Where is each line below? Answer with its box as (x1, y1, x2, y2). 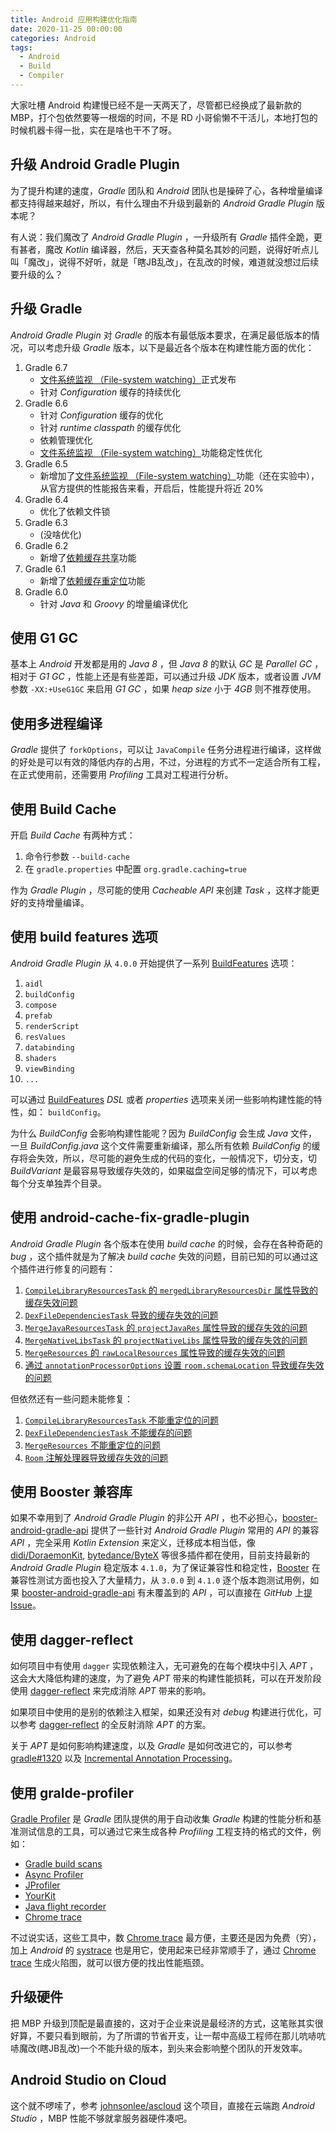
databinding (24, 1042, 75, 1053)
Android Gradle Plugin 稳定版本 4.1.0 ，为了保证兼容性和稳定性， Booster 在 (10, 1562, 321, 1574)
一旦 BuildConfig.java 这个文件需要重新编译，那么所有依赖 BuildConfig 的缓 (10, 1139, 321, 1151)
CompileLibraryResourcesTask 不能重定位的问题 (24, 1414, 220, 1426)
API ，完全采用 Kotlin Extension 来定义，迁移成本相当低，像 (10, 1537, 256, 1549)
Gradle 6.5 (24, 457, 68, 470)
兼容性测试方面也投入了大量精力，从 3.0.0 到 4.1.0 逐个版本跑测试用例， (10, 1574, 311, 1586)
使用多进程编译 (10, 715, 103, 732)
